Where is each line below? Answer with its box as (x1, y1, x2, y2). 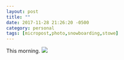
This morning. (6, 48, 41, 55)
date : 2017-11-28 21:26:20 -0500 (6, 19, 89, 25)
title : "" (6, 14, 31, 20)
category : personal (6, 25, 55, 31)
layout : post (6, 8, 39, 15)
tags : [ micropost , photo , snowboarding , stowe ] (6, 31, 119, 36)
